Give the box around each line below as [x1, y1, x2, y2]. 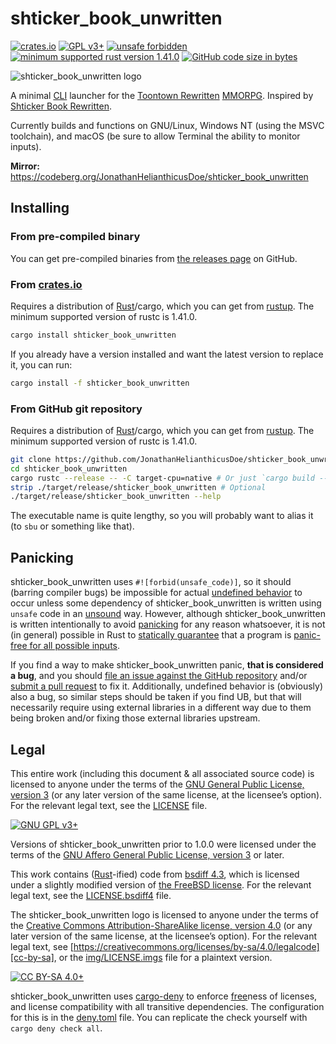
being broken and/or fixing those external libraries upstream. [10, 712, 261, 724]
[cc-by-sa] [10, 951, 55, 963]
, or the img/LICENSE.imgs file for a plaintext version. [53, 951, 273, 963]
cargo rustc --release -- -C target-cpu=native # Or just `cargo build [10, 473, 315, 483]
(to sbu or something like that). [10, 520, 135, 532]
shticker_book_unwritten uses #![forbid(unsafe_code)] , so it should [10, 576, 292, 588]
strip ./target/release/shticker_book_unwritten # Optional [10, 482, 267, 492]
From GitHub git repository [10, 402, 143, 416]
